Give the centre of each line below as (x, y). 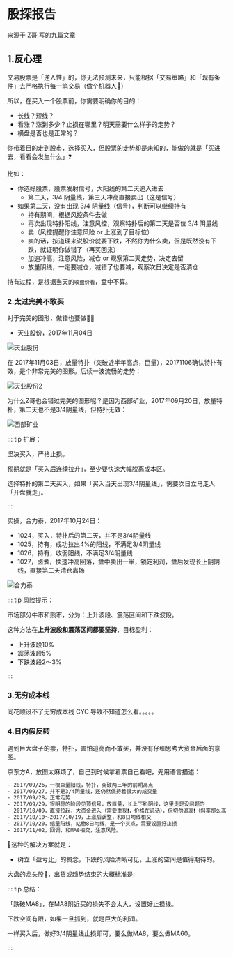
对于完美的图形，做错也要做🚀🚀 (51, 318)
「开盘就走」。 (27, 492)
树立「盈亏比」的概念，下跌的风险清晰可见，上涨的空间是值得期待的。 (118, 859)
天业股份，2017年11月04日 (55, 333)
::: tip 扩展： (24, 439)
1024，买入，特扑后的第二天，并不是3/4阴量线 (84, 536)
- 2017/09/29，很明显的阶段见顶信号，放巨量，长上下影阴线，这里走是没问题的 (106, 804)
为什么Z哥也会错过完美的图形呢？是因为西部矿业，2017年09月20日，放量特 (115, 401)
